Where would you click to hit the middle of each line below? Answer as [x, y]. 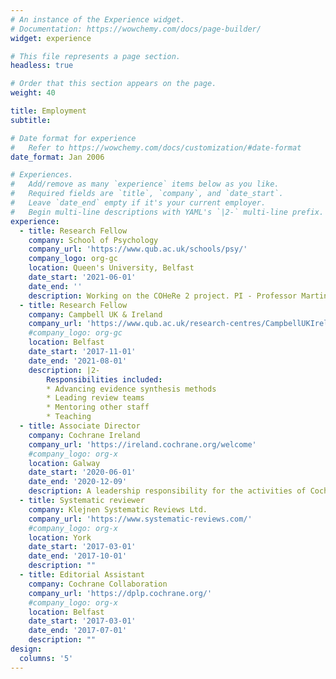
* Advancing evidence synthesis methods [131, 389]
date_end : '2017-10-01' [78, 556]
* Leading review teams [95, 398]
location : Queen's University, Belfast [111, 268]
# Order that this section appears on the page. [113, 84]
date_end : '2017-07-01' [78, 631]
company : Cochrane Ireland [84, 435]
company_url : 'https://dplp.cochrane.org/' [120, 593]
